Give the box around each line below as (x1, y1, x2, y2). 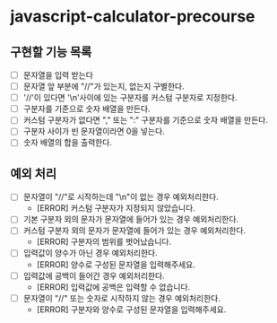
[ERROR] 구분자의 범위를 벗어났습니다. (36, 236, 172, 248)
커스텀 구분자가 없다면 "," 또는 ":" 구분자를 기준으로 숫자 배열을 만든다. (22, 115, 268, 126)
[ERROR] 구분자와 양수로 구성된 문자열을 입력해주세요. (36, 303, 227, 315)
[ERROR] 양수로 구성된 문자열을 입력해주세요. (36, 258, 195, 270)
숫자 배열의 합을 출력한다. (22, 137, 113, 148)
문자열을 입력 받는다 (22, 70, 93, 80)
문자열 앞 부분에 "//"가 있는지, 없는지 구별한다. (22, 81, 185, 92)
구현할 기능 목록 (10, 44, 92, 59)
